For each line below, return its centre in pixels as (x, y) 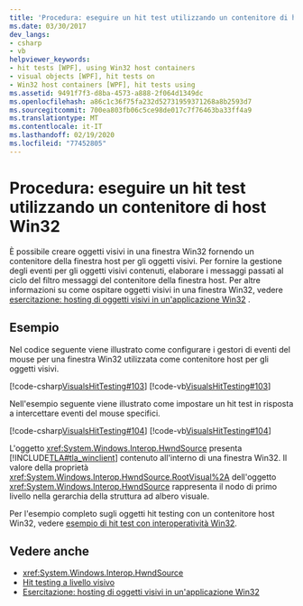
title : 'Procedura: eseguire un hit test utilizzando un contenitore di (149, 18)
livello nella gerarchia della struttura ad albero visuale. (110, 496)
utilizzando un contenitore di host (138, 207)
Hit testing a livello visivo (69, 583)
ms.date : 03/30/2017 (48, 26)
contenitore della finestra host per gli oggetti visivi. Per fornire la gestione (146, 261)
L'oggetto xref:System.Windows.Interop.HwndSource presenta (126, 448)
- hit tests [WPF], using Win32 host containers (102, 69)
